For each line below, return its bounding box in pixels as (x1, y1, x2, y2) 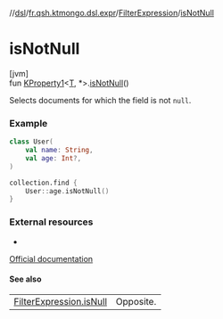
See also (9, 274, 42, 284)
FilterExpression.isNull (13, 295, 108, 307)
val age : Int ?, (25, 153, 82, 163)
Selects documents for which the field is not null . (9, 94, 192, 105)
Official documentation (9, 253, 94, 264)
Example (9, 117, 48, 129)
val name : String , (25, 146, 94, 155)
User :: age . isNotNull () (25, 186, 110, 195)
